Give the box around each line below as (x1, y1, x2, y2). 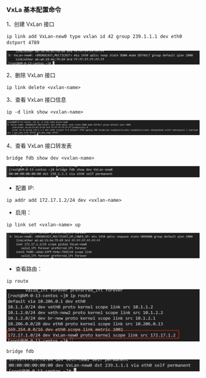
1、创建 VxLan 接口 (6, 20, 55, 28)
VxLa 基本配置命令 (6, 5, 61, 13)
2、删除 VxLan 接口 (6, 71, 56, 79)
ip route (6, 278, 29, 284)
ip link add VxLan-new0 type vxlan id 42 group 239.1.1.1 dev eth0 (6, 34, 183, 40)
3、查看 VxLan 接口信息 (6, 96, 66, 103)
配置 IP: (15, 184, 35, 191)
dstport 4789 (6, 40, 40, 46)
